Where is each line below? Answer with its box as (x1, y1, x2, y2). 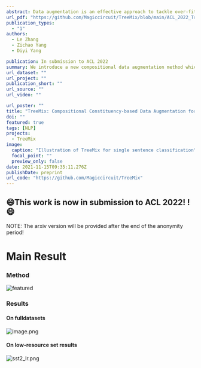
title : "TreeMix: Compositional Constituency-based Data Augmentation (6, 108, 186, 114)
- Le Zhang (11, 37, 39, 42)
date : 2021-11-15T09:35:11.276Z (6, 164, 87, 170)
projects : (6, 130, 31, 136)
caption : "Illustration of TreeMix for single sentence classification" (11, 147, 197, 153)
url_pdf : (6, 14, 28, 20)
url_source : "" (6, 86, 44, 93)
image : (6, 142, 23, 148)
